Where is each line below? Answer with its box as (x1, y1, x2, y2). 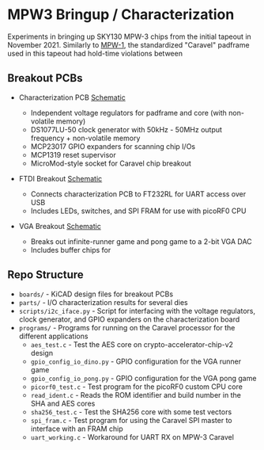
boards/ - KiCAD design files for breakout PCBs (18, 289, 174, 299)
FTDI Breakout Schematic (18, 174, 103, 183)
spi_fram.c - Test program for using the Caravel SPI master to (30, 415, 232, 425)
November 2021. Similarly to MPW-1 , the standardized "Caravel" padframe (7, 40, 250, 49)
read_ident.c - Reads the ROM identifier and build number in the (30, 390, 242, 399)
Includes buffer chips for (30, 245, 111, 254)
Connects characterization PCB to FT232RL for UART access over (30, 189, 247, 199)
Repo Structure (7, 268, 84, 282)
